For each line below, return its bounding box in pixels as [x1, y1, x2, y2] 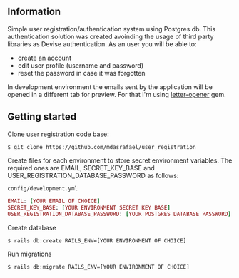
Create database [7, 224, 57, 232]
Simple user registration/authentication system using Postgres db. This [7, 24, 216, 33]
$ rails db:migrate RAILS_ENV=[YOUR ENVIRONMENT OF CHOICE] [7, 264, 190, 271]
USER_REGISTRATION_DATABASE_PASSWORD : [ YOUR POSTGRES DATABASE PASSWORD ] [7, 210, 232, 218]
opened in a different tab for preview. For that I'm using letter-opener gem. [7, 90, 226, 98]
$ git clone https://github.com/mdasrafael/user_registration [7, 143, 196, 150]
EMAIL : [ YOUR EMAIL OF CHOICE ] [7, 197, 101, 205]
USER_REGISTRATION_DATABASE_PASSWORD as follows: [7, 171, 179, 180]
